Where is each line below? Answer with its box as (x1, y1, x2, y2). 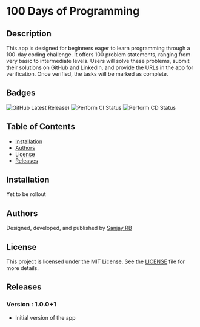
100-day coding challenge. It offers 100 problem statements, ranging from (6, 51, 191, 58)
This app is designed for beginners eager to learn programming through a (6, 44, 190, 52)
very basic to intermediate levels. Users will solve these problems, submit (6, 58, 190, 64)
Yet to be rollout (6, 190, 47, 198)
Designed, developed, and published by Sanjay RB (6, 224, 132, 232)
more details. (6, 265, 39, 272)
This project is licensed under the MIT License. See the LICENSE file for (6, 258, 185, 265)
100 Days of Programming (6, 4, 140, 18)
